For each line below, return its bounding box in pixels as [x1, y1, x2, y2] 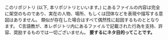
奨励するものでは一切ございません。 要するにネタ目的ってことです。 [13, 29, 155, 35]
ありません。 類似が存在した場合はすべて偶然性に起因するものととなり [13, 17, 159, 22]
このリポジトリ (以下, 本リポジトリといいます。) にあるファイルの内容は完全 [5, 4, 160, 10]
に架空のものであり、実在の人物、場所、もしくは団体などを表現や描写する [5, 10, 159, 16]
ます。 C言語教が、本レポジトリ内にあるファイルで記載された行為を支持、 [5, 23, 159, 29]
